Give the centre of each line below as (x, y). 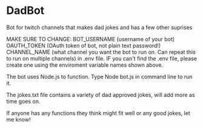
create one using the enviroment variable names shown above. (85, 65)
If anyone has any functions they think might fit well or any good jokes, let (98, 113)
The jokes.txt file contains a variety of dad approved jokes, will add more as (101, 95)
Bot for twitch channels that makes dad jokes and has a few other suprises (99, 27)
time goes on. (23, 101)
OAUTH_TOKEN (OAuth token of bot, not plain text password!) (84, 45)
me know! (18, 120)
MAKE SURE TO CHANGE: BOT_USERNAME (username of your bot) (90, 39)
